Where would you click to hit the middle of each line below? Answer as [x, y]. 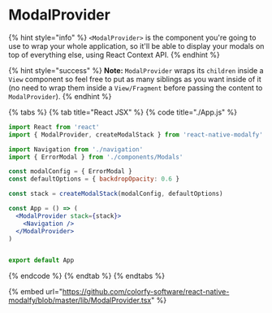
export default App [41, 261]
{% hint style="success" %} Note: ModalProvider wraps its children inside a [136, 70]
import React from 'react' [54, 127]
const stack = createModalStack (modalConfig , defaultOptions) [116, 194]
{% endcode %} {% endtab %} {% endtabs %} [86, 276]
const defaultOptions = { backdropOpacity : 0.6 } [94, 179]
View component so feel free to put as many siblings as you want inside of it [135, 79]
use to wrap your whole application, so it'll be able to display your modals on [136, 46]
